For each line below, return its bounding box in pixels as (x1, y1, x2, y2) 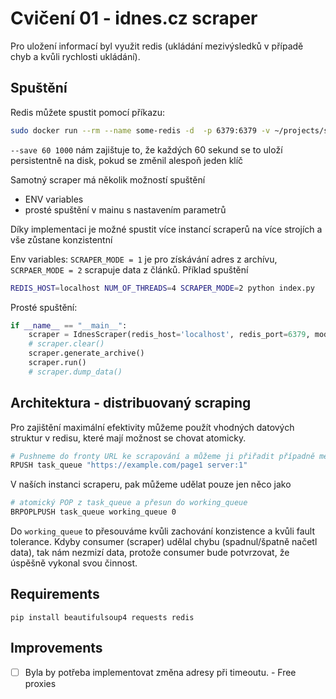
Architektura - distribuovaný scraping (10, 395, 252, 412)
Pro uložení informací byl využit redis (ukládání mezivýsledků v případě (10, 40, 304, 52)
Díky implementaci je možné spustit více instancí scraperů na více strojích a (10, 223, 323, 235)
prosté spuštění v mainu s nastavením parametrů (24, 203, 227, 216)
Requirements (10, 586, 100, 603)
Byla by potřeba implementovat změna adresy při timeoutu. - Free (24, 666, 297, 678)
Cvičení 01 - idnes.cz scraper (10, 7, 258, 30)
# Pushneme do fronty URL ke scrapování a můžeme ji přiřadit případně (10, 451, 315, 461)
